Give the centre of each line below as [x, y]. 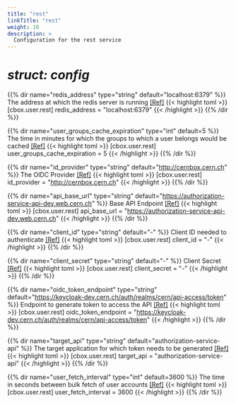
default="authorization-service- [174, 341]
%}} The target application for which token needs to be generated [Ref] [125, 349]
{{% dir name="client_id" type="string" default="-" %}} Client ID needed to [117, 232]
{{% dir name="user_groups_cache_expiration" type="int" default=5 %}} [113, 131]
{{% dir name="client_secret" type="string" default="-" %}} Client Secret [114, 261]
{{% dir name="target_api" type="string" [67, 341]
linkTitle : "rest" [34, 21]
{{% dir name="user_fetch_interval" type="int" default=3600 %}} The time [116, 377]
